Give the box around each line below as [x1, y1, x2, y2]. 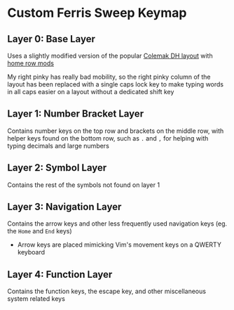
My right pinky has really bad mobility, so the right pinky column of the [7, 72, 211, 81]
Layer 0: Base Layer [7, 33, 96, 45]
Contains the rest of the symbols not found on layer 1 [7, 181, 160, 189]
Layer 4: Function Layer [7, 269, 113, 280]
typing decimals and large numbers [7, 141, 110, 150]
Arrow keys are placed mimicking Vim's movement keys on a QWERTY [17, 240, 222, 249]
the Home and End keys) [7, 227, 72, 235]
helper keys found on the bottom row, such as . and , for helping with [7, 134, 209, 142]
